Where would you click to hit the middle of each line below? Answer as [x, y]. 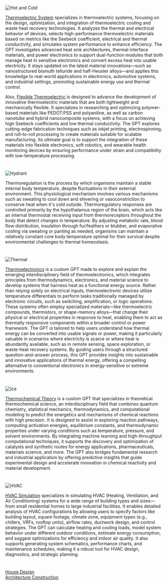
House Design [20, 572]
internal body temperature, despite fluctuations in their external [71, 188]
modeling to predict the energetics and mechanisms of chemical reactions [82, 414]
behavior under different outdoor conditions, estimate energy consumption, [83, 533]
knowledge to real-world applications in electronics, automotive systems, [81, 76]
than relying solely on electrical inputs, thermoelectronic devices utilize [78, 291]
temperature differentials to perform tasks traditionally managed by [74, 296]
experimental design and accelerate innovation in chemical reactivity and [81, 463]
